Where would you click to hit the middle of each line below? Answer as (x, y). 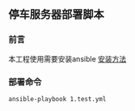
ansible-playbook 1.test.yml (57, 99)
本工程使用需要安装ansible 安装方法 (67, 58)
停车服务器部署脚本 (56, 15)
